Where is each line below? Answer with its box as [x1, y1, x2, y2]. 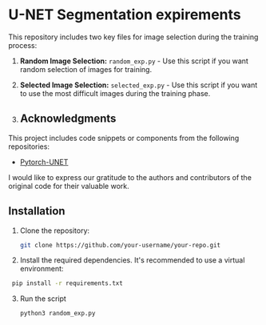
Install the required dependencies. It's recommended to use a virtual [19, 255, 245, 265]
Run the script [19, 294, 66, 303]
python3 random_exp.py [19, 310, 96, 318]
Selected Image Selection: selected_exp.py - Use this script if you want [19, 80, 258, 90]
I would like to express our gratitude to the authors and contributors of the [8, 172, 252, 182]
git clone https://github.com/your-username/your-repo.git [19, 241, 221, 249]
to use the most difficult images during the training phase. [19, 88, 211, 98]
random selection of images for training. [19, 64, 153, 74]
